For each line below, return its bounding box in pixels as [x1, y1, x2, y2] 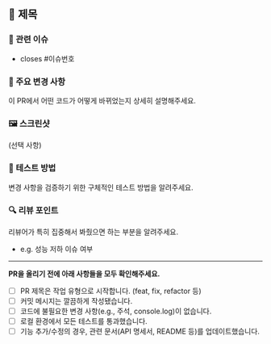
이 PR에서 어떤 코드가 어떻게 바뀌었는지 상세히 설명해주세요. [8, 95, 196, 105]
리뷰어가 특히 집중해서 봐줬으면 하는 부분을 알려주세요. [8, 227, 179, 237]
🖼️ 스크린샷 [8, 118, 50, 129]
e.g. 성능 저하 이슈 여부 [19, 244, 94, 254]
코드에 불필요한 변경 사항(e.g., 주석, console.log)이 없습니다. [19, 306, 212, 316]
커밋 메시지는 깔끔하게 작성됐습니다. [19, 296, 133, 305]
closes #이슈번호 [19, 53, 75, 63]
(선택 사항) [8, 141, 42, 150]
